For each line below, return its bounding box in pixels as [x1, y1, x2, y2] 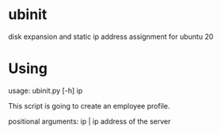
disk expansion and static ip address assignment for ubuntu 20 [8, 32, 214, 41]
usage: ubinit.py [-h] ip [8, 86, 83, 95]
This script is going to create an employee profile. [8, 101, 170, 110]
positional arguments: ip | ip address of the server [8, 117, 171, 126]
